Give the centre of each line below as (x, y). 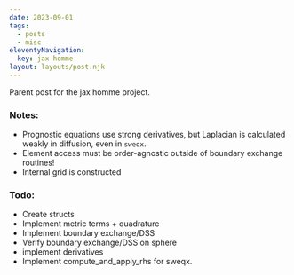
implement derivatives (63, 252)
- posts (32, 34)
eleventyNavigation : (48, 51)
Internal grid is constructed (72, 172)
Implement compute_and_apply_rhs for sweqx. (107, 262)
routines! (38, 163)
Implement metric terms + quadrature (91, 224)
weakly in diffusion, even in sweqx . (84, 144)
